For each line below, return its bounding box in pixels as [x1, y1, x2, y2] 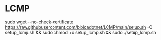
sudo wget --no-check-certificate [5, 19, 74, 25]
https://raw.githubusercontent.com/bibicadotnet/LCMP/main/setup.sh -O [5, 24, 153, 30]
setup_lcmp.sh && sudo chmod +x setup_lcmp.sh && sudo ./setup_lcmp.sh [5, 29, 156, 35]
